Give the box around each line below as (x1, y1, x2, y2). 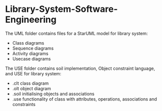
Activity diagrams (12, 51, 49, 56)
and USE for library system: (5, 70, 62, 76)
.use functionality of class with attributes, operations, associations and (12, 96, 158, 102)
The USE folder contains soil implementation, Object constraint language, (5, 65, 156, 71)
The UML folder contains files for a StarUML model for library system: (5, 30, 148, 36)
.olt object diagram (12, 85, 51, 91)
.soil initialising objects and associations (12, 91, 94, 97)
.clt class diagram (12, 80, 49, 86)
